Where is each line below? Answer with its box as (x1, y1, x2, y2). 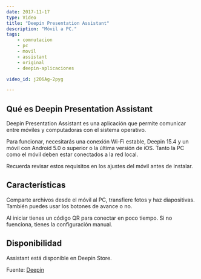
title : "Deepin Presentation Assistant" (6, 20, 110, 26)
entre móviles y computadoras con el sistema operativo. (6, 126, 147, 134)
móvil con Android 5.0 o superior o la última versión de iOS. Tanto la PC (6, 145, 185, 152)
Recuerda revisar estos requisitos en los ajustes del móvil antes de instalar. (6, 163, 193, 170)
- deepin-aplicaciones (17, 65, 74, 71)
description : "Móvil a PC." (6, 25, 77, 32)
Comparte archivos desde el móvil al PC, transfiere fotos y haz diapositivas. (6, 196, 195, 203)
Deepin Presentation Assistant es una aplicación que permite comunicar (6, 120, 186, 127)
